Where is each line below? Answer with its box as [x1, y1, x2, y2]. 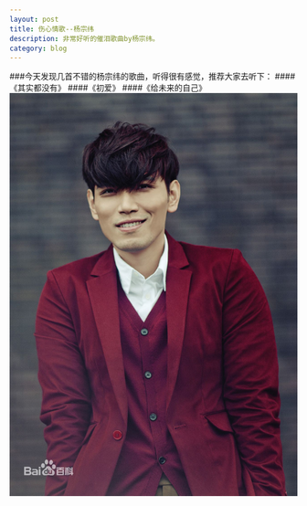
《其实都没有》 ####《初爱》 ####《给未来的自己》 [9, 82, 207, 93]
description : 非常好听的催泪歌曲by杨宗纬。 [9, 34, 160, 43]
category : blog [9, 44, 68, 53]
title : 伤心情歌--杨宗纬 [9, 24, 94, 34]
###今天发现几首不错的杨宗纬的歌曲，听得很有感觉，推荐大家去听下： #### [9, 71, 295, 82]
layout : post [9, 15, 59, 24]
